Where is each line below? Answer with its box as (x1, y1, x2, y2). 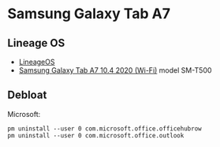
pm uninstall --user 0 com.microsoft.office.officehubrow (7, 124, 202, 133)
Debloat (7, 89, 47, 102)
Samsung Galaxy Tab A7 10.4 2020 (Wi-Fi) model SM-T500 (18, 66, 212, 75)
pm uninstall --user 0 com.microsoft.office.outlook (7, 131, 185, 139)
